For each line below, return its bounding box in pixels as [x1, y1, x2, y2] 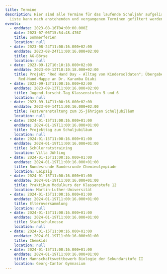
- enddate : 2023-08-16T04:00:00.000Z [9, 26, 88, 31]
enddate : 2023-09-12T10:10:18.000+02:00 [14, 68, 99, 72]
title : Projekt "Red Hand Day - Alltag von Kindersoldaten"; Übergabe [14, 72, 164, 77]
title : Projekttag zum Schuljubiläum [14, 127, 92, 132]
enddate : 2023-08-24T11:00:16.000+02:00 [14, 49, 99, 54]
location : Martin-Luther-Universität [14, 187, 92, 192]
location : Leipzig [14, 169, 52, 174]
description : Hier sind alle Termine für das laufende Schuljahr [5, 12, 143, 17]
